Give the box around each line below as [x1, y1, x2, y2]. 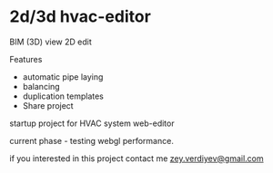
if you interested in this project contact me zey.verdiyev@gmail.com [9, 152, 264, 164]
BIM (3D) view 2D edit [9, 36, 93, 47]
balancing [22, 81, 61, 91]
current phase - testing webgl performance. [9, 135, 175, 146]
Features [9, 53, 43, 64]
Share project [22, 100, 75, 111]
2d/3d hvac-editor [9, 6, 152, 27]
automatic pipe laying [22, 71, 104, 82]
